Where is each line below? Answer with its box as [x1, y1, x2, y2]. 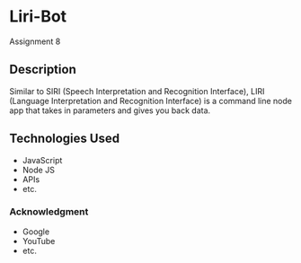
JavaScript [22, 154, 63, 165]
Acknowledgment [9, 206, 89, 218]
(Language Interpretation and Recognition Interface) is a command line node [9, 95, 293, 106]
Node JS [22, 164, 56, 175]
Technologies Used [9, 131, 120, 146]
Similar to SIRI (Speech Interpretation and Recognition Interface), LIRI [9, 85, 265, 96]
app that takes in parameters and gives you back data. [9, 105, 211, 116]
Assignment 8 [9, 36, 61, 47]
